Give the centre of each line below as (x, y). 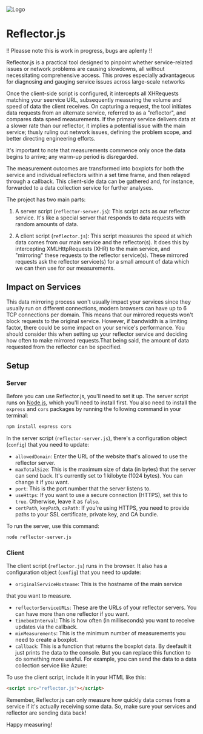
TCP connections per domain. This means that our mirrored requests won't (100, 315)
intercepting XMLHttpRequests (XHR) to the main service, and (92, 249)
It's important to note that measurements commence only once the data (96, 150)
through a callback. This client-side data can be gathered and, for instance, (100, 181)
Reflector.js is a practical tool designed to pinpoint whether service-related (99, 62)
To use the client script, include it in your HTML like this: (76, 677)
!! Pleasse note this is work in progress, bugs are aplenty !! (79, 50)
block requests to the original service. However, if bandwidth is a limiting (97, 321)
